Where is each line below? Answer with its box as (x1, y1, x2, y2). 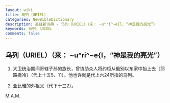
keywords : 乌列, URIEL (5, 26, 52, 31)
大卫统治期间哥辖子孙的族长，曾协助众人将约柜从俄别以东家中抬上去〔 (12, 65, 161, 72)
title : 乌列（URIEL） (5, 12, 48, 17)
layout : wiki (5, 7, 33, 13)
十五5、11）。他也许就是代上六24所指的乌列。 (41, 72, 137, 78)
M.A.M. (5, 92, 21, 99)
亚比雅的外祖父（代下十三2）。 (12, 82, 77, 89)
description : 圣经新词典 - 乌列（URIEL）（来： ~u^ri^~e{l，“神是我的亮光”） (5, 21, 157, 27)
